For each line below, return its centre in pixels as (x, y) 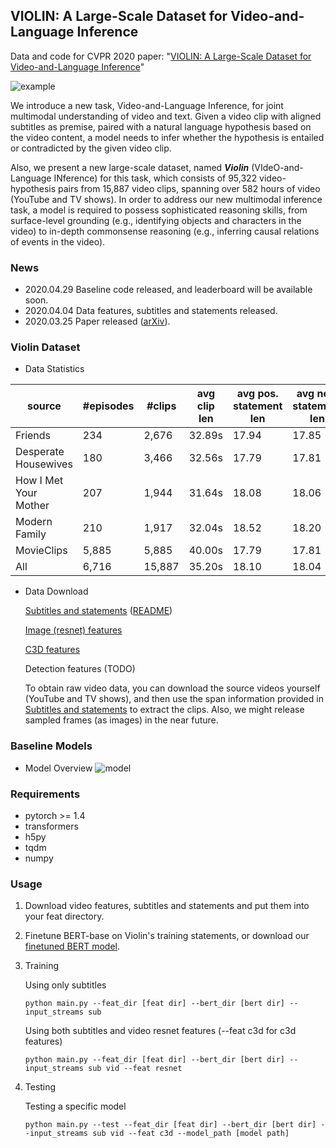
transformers (51, 826)
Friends (33, 436)
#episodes (108, 406)
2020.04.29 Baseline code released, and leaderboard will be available (168, 290)
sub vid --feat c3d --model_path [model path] (191, 1134)
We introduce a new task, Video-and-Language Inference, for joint (147, 105)
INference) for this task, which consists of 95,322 (155, 178)
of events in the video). (58, 241)
